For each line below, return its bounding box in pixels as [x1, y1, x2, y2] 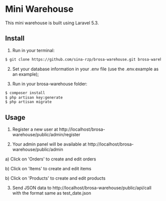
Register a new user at [12, 126, 58, 132]
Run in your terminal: [12, 47, 55, 53]
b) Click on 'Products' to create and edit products [5, 175, 106, 181]
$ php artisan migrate [5, 100, 52, 104]
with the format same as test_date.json [12, 190, 91, 196]
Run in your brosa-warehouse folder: [12, 81, 87, 87]
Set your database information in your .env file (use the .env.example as [12, 66, 159, 72]
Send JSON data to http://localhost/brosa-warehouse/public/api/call [12, 185, 152, 191]
